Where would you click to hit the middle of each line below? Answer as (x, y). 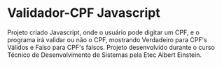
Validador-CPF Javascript (84, 13)
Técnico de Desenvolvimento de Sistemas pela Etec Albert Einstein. (104, 55)
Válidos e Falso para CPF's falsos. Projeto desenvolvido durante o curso (111, 47)
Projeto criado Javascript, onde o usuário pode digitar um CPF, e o (103, 32)
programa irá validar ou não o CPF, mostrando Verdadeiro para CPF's (107, 39)
